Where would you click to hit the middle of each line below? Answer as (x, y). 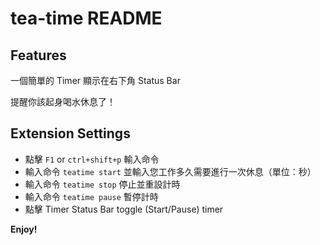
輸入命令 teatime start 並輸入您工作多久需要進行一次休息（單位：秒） (170, 171)
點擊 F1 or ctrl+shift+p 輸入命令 (92, 159)
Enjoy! (24, 229)
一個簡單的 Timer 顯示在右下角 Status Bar (95, 80)
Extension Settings (70, 133)
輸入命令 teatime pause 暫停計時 (91, 196)
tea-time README (86, 18)
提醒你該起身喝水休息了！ (63, 101)
